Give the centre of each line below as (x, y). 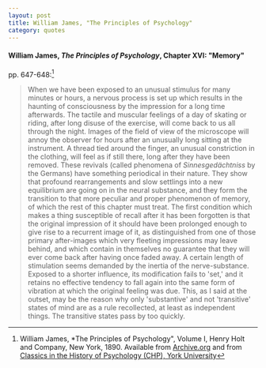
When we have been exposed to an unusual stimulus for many (129, 90)
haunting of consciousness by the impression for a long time (126, 107)
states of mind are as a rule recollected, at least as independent (131, 308)
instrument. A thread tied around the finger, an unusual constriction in (141, 148)
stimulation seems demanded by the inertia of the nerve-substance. (138, 266)
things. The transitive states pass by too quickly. (106, 316)
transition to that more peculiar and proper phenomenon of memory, (139, 199)
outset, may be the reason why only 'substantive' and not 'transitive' (139, 299)
